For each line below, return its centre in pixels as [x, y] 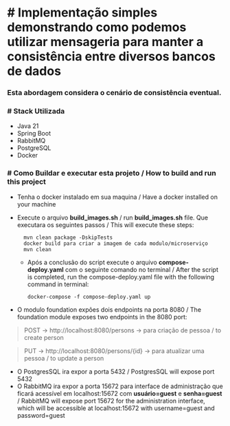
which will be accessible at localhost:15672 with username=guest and [116, 408]
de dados [34, 71]
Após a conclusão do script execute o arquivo [92, 262]
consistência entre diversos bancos [112, 57]
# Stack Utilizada [36, 111]
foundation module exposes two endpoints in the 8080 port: [102, 317]
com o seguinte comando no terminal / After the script [141, 269]
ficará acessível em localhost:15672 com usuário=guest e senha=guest [119, 393]
